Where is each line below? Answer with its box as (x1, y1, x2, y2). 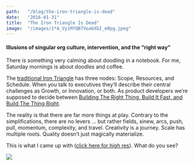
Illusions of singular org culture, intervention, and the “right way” (6, 43, 171, 51)
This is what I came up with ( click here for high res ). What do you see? (6, 142, 179, 149)
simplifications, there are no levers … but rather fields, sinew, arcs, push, (6, 118, 184, 125)
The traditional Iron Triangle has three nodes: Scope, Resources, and (6, 75, 174, 82)
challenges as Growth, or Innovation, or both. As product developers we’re (6, 87, 188, 95)
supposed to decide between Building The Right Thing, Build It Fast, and (6, 93, 183, 101)
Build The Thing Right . (6, 100, 61, 107)
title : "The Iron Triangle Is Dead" (6, 20, 100, 26)
